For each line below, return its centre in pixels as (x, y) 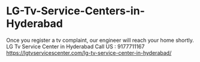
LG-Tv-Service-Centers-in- (75, 11)
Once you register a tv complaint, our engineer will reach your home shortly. (100, 40)
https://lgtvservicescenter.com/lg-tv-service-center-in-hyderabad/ (89, 52)
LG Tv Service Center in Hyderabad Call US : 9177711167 (75, 46)
